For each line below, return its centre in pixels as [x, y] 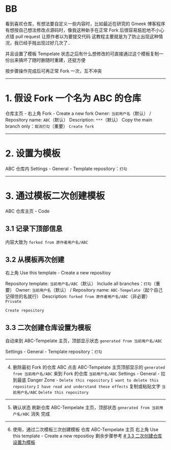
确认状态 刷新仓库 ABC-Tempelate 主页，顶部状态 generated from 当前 [86, 408]
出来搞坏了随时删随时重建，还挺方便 [47, 60]
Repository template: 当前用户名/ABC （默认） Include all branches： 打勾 [78, 283]
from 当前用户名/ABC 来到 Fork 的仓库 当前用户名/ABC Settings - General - [86, 374]
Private [13, 302]
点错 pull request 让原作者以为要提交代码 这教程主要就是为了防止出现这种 [82, 36]
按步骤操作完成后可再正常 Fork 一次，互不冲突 [54, 71]
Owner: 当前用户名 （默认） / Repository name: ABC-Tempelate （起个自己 [89, 290]
